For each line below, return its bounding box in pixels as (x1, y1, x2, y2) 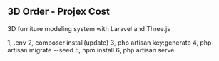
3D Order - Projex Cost (7, 6, 111, 18)
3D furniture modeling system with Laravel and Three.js (7, 24, 171, 33)
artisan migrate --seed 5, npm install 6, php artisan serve (7, 45, 175, 54)
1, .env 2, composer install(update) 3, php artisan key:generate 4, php (7, 38, 212, 47)
